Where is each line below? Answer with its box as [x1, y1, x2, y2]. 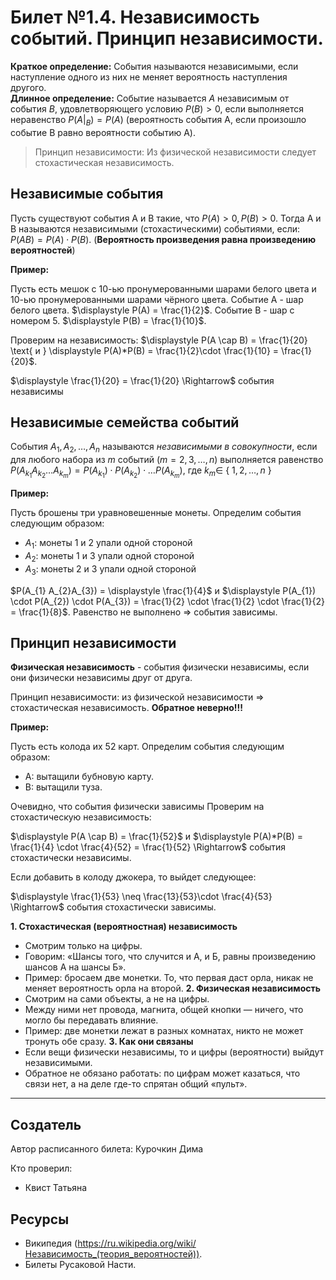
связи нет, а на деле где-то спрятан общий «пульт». [24, 1078, 248, 1090]
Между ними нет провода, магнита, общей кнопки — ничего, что [24, 1004, 304, 1016]
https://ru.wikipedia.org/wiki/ [77, 1237, 197, 1250]
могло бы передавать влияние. [24, 1014, 159, 1026]
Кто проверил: [10, 1162, 73, 1175]
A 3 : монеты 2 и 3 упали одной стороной [24, 562, 197, 577]
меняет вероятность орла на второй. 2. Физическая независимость [24, 982, 322, 995]
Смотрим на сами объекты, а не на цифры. [24, 993, 210, 1005]
